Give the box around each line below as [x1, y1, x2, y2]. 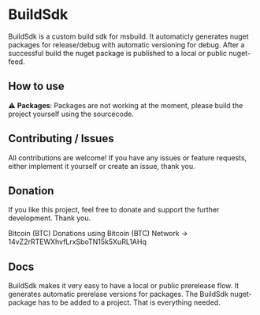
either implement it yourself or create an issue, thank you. [8, 161, 195, 171]
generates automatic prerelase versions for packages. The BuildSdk [8, 290, 228, 299]
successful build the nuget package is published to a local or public [8, 48, 227, 58]
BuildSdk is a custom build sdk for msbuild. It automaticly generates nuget [8, 32, 250, 41]
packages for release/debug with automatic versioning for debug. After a [8, 39, 245, 49]
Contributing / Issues [8, 132, 114, 145]
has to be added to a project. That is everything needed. [38, 298, 221, 307]
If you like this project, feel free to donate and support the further [8, 205, 220, 215]
